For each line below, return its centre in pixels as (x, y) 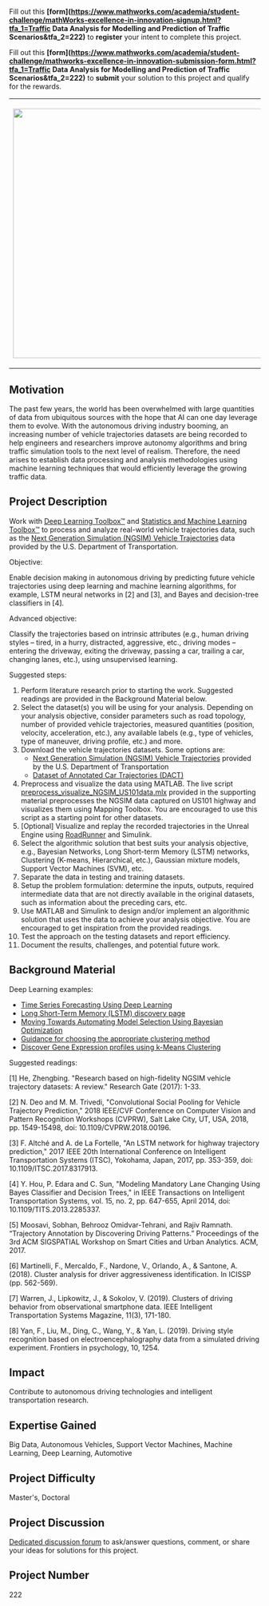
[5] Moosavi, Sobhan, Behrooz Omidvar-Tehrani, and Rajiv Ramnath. (121, 1224)
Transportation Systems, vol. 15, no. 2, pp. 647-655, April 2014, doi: (120, 1200)
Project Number (49, 1575)
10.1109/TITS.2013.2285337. (55, 1209)
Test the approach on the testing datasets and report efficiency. (125, 936)
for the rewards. (36, 86)
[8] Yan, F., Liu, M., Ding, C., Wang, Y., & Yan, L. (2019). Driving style (121, 1330)
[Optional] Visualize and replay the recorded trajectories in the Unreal (135, 826)
